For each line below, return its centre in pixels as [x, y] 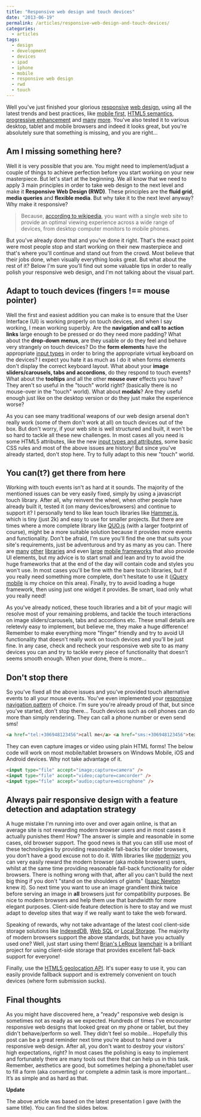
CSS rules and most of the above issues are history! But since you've [91, 447]
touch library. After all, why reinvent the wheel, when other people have [94, 500]
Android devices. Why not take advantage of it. [64, 759]
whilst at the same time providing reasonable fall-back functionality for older [100, 868]
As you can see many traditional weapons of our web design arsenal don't [98, 416]
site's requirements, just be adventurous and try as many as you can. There [99, 545]
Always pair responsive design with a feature [92, 800]
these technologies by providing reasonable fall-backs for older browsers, [98, 849]
